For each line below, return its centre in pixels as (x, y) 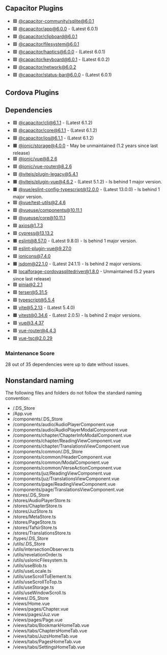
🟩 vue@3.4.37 (28, 323)
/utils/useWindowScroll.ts (39, 593)
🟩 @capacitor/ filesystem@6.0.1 (46, 44)
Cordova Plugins (32, 93)
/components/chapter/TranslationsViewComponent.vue (71, 446)
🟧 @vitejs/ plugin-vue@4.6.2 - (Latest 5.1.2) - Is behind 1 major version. (87, 182)
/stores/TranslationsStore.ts (42, 533)
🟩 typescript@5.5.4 (34, 300)
